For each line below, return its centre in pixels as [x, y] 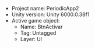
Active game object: [36, 21]
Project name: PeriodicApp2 [45, 8]
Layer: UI [31, 39]
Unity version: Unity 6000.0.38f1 [50, 14]
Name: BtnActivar [41, 27]
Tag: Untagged [38, 33]
